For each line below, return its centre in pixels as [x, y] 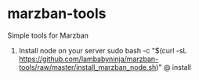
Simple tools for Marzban [48, 35]
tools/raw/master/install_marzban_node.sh [87, 67]
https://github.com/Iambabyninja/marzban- [89, 59]
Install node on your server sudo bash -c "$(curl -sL [103, 50]
